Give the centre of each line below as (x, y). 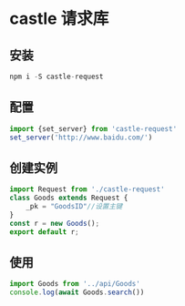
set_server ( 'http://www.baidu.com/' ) (81, 138)
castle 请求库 (59, 19)
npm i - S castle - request (57, 76)
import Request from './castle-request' (87, 189)
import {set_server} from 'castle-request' (93, 128)
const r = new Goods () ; (55, 223)
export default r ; (44, 232)
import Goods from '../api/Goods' (75, 284)
